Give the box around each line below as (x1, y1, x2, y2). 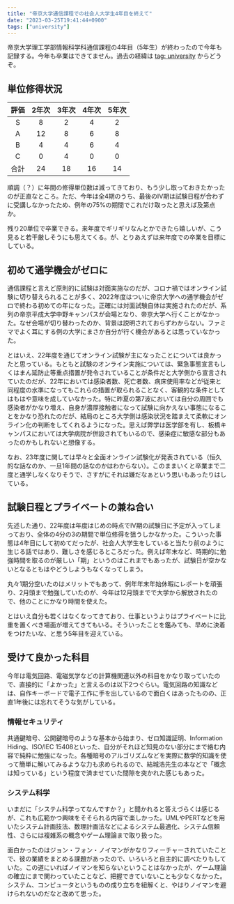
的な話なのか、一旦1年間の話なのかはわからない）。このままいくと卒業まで (7, 461, 220, 470)
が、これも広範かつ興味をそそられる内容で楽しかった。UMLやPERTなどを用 (7, 813, 226, 822)
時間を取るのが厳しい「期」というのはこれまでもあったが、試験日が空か (13, 556, 221, 565)
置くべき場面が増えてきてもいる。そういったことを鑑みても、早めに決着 (19, 620, 226, 629)
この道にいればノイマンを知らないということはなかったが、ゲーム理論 (25, 864, 227, 872)
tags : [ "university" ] (7, 23, 70, 30)
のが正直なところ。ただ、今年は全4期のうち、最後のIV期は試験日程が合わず (7, 192, 225, 201)
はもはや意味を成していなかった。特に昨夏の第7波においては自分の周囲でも (7, 394, 224, 403)
